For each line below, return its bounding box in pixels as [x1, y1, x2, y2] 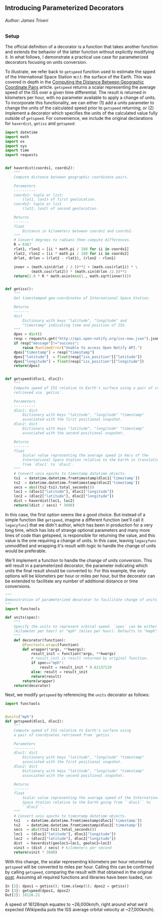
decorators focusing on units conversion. [5, 59, 87, 65]
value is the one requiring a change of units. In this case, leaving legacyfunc [5, 537, 157, 543]
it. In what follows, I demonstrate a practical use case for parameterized [5, 54, 149, 60]
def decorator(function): [14, 638, 66, 643]
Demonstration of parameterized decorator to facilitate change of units [5, 597, 158, 602]
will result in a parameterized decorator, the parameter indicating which [5, 563, 148, 568]
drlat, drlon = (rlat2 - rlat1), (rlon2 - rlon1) [14, 255, 116, 260]
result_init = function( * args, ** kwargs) [31, 651, 116, 656]
